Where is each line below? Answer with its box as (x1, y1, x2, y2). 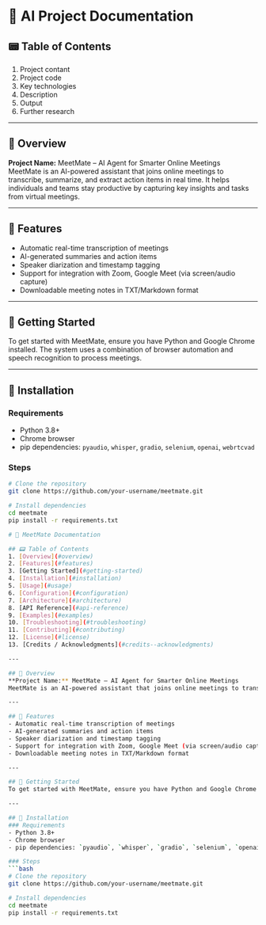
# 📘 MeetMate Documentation (8, 531, 101, 539)
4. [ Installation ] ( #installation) (8, 574, 123, 583)
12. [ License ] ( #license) (8, 634, 90, 641)
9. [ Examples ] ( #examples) (8, 611, 93, 619)
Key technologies (19, 82, 77, 90)
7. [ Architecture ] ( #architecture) (8, 596, 123, 604)
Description (19, 90, 58, 99)
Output (19, 98, 43, 108)
